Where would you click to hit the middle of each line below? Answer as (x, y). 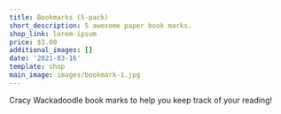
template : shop (37, 67)
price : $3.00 (33, 42)
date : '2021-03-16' (45, 58)
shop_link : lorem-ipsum (53, 34)
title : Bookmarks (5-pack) (59, 17)
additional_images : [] (51, 50)
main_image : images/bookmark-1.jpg (75, 75)
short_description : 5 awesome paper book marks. (101, 26)
